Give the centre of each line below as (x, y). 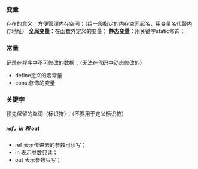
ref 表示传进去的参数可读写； (51, 144)
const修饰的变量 (35, 83)
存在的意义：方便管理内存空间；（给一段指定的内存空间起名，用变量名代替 (97, 24)
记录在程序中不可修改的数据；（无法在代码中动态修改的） (76, 62)
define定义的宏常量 (39, 75)
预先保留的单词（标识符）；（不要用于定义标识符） (66, 114)
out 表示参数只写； (38, 159)
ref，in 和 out (23, 129)
